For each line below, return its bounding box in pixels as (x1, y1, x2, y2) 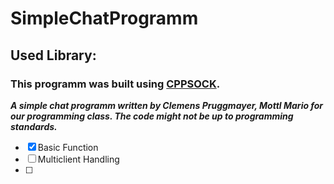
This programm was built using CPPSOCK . (10, 77, 221, 91)
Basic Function (37, 141, 99, 153)
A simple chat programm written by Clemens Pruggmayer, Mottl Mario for (10, 99, 324, 111)
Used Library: (10, 47, 97, 64)
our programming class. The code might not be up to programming (10, 110, 294, 122)
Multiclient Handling (37, 153, 120, 165)
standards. (10, 120, 58, 132)
